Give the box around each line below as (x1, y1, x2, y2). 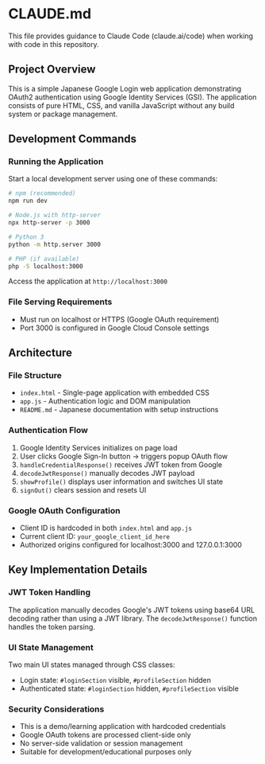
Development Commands (8, 132, 137, 146)
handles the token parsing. (8, 622, 95, 631)
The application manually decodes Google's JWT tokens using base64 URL (8, 605, 255, 614)
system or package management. (8, 109, 118, 119)
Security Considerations (8, 704, 105, 715)
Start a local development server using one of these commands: (8, 174, 218, 184)
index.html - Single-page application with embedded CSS (19, 388, 210, 398)
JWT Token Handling (8, 587, 91, 598)
